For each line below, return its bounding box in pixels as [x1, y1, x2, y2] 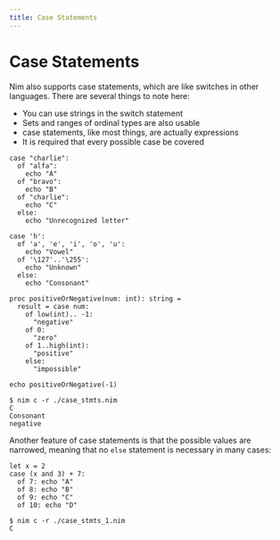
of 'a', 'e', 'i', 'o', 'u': [17, 239, 126, 248]
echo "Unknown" [25, 262, 82, 272]
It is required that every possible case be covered [21, 136, 205, 147]
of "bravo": [17, 177, 62, 186]
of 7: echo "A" [17, 477, 74, 486]
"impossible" [32, 364, 82, 373]
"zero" [32, 333, 58, 342]
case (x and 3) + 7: [9, 469, 86, 478]
